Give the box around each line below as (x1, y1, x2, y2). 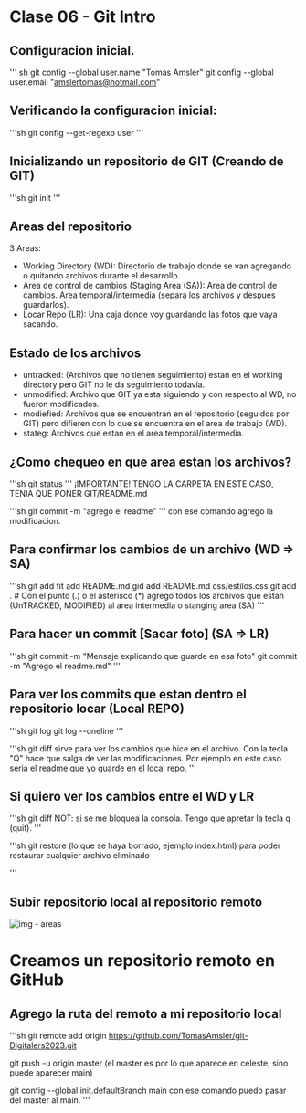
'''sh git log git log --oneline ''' (9, 725, 124, 736)
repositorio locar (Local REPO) (9, 701, 185, 717)
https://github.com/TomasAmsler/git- (108, 1030, 248, 1042)
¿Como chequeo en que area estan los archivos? (9, 454, 292, 469)
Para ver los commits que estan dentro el (9, 687, 247, 702)
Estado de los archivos (9, 345, 142, 361)
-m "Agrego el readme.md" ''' (9, 660, 121, 671)
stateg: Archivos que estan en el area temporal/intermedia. (22, 427, 245, 439)
